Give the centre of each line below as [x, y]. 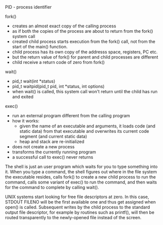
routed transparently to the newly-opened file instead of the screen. [73, 217]
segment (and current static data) [53, 136]
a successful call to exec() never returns [53, 157]
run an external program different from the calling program [71, 116]
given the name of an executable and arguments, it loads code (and [87, 126]
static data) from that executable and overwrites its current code [84, 131]
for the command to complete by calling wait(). [52, 187]
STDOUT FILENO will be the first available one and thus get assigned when [81, 202]
